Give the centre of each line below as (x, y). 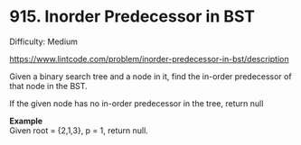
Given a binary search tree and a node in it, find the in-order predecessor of (150, 76)
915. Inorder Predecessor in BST (132, 17)
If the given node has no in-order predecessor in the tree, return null (136, 103)
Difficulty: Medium (44, 41)
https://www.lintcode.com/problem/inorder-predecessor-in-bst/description (149, 59)
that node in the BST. (48, 86)
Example (26, 121)
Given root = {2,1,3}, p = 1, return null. (79, 130)
